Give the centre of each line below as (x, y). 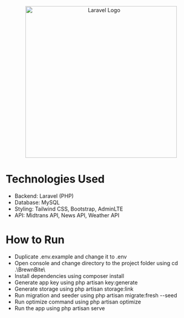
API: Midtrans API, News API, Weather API (67, 215)
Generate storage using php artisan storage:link (74, 289)
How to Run (35, 240)
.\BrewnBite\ (30, 269)
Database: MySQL (37, 202)
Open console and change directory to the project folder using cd (96, 263)
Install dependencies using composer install (69, 276)
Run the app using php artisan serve (60, 308)
